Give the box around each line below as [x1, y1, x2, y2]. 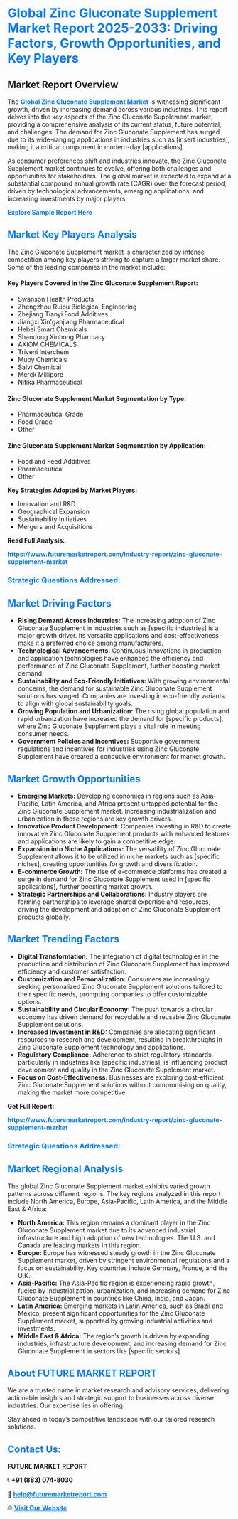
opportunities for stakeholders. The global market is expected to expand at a [7, 172, 232, 180]
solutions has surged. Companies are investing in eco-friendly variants [17, 692, 225, 700]
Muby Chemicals [17, 356, 67, 364]
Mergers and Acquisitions [17, 523, 94, 531]
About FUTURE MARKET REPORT [7, 1367, 158, 1379]
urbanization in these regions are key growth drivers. [17, 814, 173, 823]
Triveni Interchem [17, 348, 70, 356]
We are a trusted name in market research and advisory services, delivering [7, 1386, 229, 1395]
